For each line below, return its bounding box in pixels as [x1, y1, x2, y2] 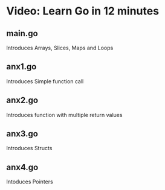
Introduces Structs [6, 145, 53, 152]
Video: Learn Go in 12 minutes [6, 4, 159, 18]
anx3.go [6, 128, 38, 139]
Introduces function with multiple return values [6, 111, 123, 118]
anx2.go [6, 95, 38, 106]
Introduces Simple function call [6, 77, 84, 85]
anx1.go [6, 62, 37, 72]
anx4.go [6, 162, 39, 173]
